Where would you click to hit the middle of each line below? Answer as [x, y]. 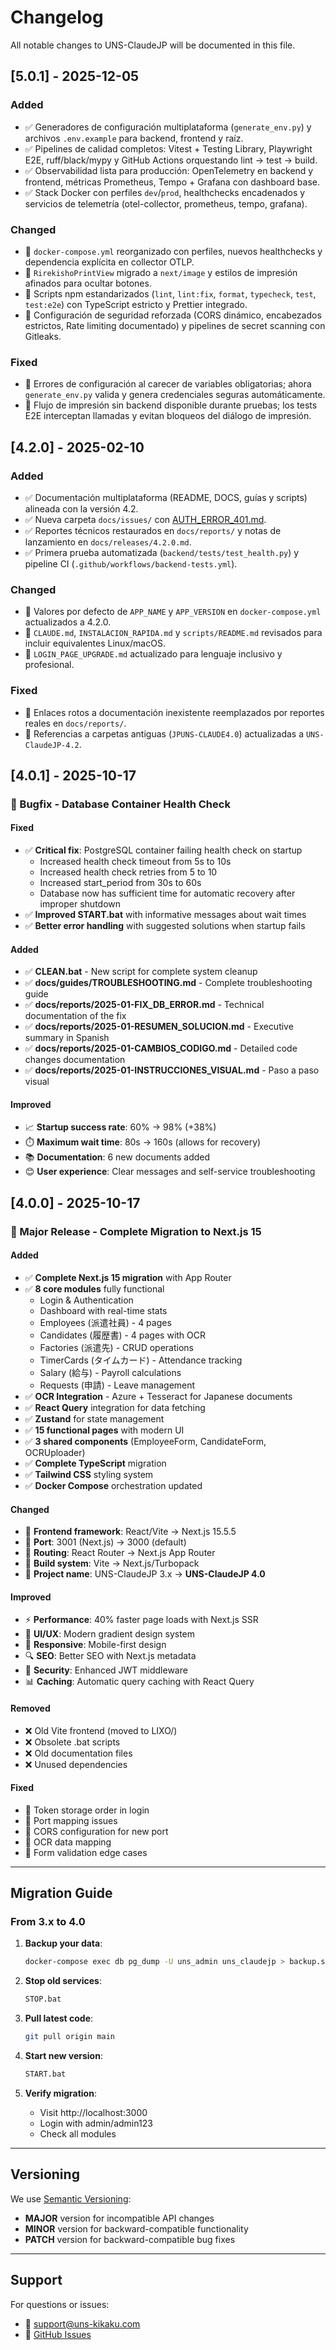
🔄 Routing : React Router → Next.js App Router [120, 1553]
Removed [30, 1708]
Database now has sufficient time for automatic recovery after [167, 893]
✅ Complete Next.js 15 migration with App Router [128, 1277]
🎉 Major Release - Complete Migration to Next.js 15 [136, 1231]
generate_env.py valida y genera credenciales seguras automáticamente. [175, 395]
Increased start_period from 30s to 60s [120, 883]
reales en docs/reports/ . [75, 723]
